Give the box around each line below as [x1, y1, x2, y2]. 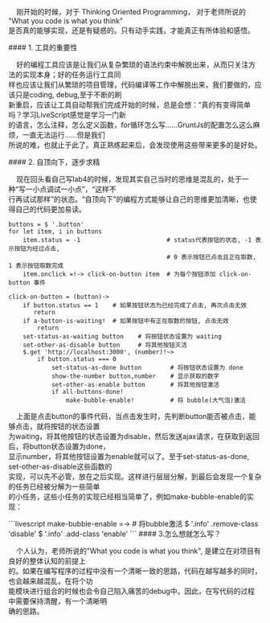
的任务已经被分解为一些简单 [8, 482, 100, 491]
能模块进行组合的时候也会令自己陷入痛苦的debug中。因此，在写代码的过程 [8, 586, 256, 596]
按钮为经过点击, [14, 244, 60, 252]
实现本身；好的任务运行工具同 [22, 70, 121, 79]
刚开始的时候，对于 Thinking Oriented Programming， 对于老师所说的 [15, 7, 247, 16]
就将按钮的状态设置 [35, 421, 100, 431]
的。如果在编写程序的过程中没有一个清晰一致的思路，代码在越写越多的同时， [8, 566, 262, 576]
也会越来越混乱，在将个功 [8, 576, 93, 585]
